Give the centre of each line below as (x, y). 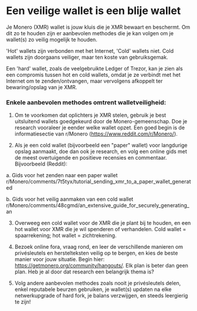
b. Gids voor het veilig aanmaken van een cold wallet (70, 199)
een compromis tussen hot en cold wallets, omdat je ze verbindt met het (93, 75)
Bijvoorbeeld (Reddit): (41, 164)
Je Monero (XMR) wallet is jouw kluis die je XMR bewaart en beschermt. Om (98, 27)
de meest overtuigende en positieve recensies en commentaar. (91, 158)
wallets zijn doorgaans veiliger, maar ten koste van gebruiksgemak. (87, 57)
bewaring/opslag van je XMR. (42, 87)
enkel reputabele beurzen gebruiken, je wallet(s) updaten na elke (93, 289)
